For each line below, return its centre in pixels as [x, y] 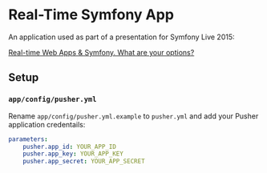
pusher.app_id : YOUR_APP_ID [69, 147]
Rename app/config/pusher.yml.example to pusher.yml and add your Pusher [133, 116]
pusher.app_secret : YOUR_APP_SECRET [84, 162]
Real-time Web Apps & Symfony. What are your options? [101, 52]
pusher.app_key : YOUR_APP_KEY [73, 154]
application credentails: [47, 124]
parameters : [28, 139]
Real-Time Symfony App [91, 15]
